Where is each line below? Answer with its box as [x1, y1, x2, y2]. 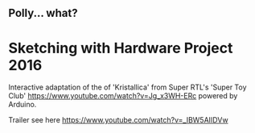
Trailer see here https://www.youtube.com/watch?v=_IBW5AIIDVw [8, 115, 228, 125]
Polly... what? [8, 6, 78, 20]
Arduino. [8, 100, 37, 110]
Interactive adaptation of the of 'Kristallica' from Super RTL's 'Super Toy [8, 82, 247, 92]
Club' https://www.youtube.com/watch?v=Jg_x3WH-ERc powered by [8, 91, 238, 101]
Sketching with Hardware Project [8, 39, 233, 57]
